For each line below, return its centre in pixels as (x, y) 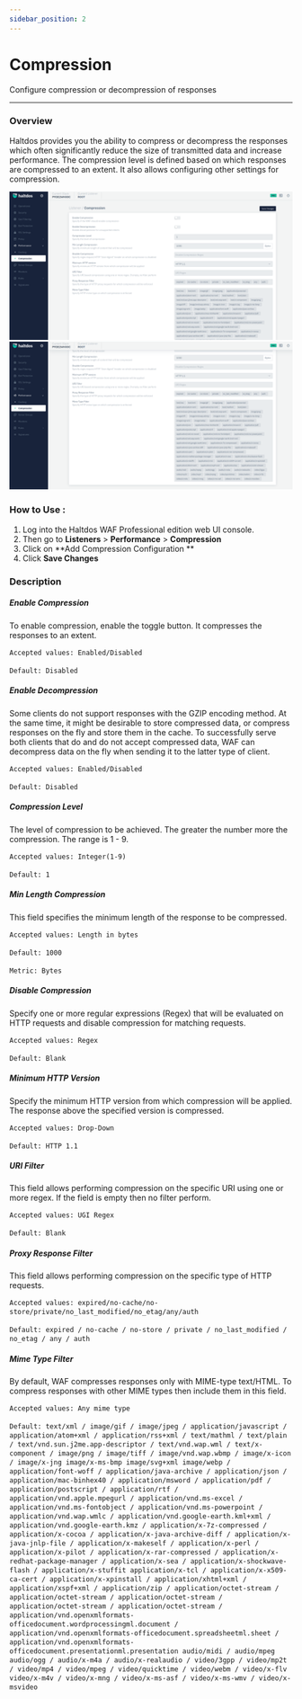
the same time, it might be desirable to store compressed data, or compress (150, 723)
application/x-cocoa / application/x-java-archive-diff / (120, 1534)
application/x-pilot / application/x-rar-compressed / (114, 1552)
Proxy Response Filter (51, 1253)
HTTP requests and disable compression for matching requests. (128, 1023)
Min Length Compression (58, 894)
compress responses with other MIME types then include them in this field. (148, 1391)
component (28, 1454)
